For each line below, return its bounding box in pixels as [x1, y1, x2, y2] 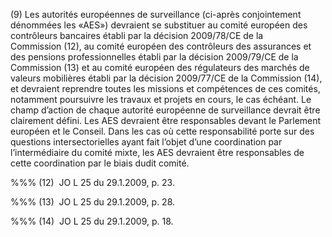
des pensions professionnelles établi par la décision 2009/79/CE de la [10, 51, 299, 63]
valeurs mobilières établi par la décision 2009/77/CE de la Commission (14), [10, 72, 323, 84]
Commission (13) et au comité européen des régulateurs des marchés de [10, 62, 310, 73]
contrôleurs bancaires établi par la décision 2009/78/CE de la [10, 30, 264, 41]
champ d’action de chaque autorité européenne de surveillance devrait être [10, 104, 321, 116]
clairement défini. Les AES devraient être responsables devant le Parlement [10, 115, 322, 126]
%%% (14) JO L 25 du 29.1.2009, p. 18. [10, 215, 174, 227]
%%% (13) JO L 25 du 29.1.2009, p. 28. [10, 196, 176, 208]
